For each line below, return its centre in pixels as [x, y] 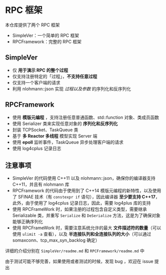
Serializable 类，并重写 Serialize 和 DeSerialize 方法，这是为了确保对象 [86, 215]
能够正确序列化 [28, 222]
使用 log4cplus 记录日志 [37, 148]
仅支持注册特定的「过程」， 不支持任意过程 [55, 76]
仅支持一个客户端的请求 [36, 82]
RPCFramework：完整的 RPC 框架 [47, 41]
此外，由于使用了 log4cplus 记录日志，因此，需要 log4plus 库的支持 [82, 203]
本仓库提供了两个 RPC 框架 [33, 25]
